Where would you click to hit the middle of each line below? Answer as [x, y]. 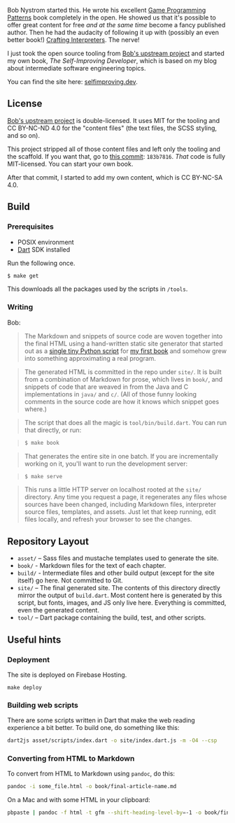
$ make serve [43, 476]
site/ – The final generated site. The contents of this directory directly [119, 588]
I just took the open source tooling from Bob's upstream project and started [116, 53]
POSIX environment [46, 242]
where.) [36, 409]
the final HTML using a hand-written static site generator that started [123, 343]
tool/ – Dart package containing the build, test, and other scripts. [112, 617]
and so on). [24, 135]
